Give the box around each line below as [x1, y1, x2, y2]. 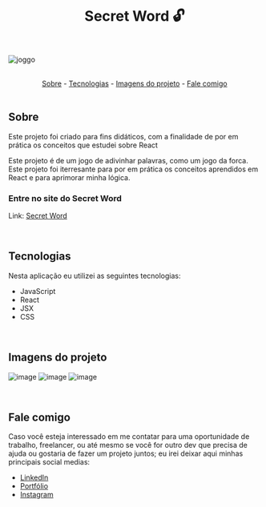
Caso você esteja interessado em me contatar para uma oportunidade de [8, 432, 250, 441]
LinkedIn [19, 473, 49, 482]
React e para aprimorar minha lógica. [8, 172, 131, 182]
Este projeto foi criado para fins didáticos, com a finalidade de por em [8, 131, 239, 141]
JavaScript [19, 286, 56, 296]
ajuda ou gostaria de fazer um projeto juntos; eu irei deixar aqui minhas [8, 449, 244, 458]
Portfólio [19, 481, 49, 491]
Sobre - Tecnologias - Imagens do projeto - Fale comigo [42, 78, 228, 88]
